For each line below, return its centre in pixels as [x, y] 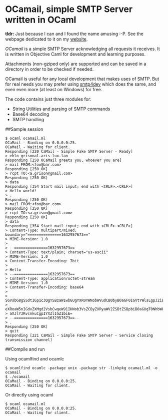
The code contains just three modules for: [48, 99]
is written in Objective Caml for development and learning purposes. [75, 54]
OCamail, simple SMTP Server [69, 9]
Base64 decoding [30, 114]
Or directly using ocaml [29, 394]
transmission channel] [29, 340]
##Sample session [24, 129]
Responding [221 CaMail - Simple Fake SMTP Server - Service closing [79, 335]
